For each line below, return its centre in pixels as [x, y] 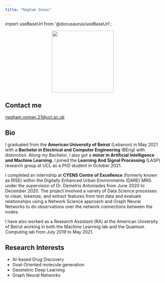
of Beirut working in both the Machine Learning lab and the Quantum [75, 227]
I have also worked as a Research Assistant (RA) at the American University [82, 222]
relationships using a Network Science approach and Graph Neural [73, 202]
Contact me [23, 105]
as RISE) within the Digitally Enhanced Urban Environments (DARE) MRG [78, 180]
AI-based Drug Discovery [38, 259]
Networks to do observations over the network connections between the [79, 207]
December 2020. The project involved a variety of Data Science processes [81, 191]
